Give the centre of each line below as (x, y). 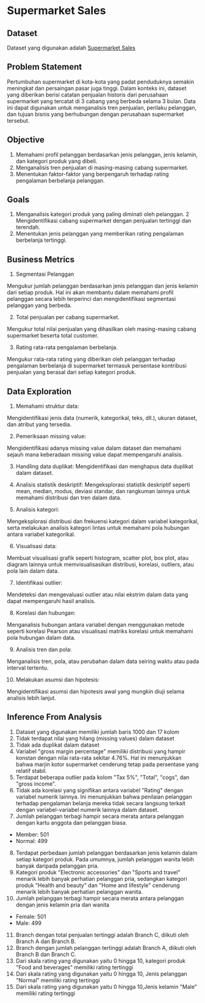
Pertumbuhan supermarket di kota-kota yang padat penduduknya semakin (101, 81)
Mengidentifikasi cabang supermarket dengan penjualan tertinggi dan (103, 221)
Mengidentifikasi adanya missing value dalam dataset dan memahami (94, 448)
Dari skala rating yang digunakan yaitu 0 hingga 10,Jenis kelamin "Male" (106, 987)
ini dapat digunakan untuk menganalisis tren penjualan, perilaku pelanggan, (102, 107)
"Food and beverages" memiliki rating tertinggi (74, 967)
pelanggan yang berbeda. (39, 305)
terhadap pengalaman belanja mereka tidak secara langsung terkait (100, 803)
